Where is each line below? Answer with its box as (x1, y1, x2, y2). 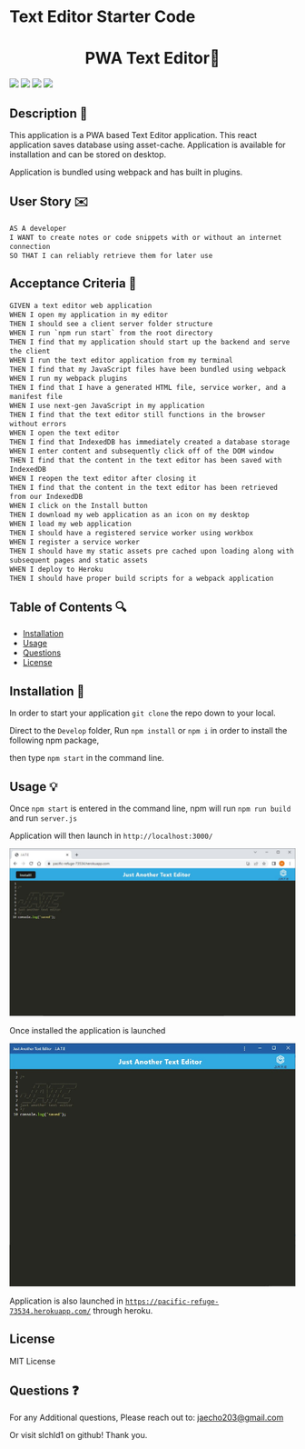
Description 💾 (9, 105, 88, 121)
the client (9, 346, 51, 355)
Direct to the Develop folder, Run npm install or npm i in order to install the (9, 725, 288, 736)
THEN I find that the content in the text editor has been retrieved (9, 483, 279, 492)
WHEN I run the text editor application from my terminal (9, 355, 233, 365)
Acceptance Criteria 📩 (9, 275, 137, 292)
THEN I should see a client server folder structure (9, 319, 213, 328)
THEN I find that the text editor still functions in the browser (9, 410, 266, 419)
